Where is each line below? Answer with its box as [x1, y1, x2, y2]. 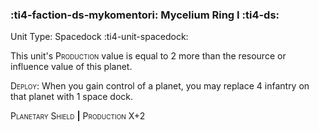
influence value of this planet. [10, 61, 133, 73]
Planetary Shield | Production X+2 [10, 110, 146, 122]
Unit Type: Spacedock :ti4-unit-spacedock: [10, 31, 189, 43]
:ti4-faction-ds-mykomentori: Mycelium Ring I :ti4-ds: [10, 8, 280, 22]
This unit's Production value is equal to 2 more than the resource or [10, 50, 287, 62]
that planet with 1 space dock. [10, 91, 134, 103]
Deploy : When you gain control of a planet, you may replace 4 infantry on [10, 80, 310, 92]
